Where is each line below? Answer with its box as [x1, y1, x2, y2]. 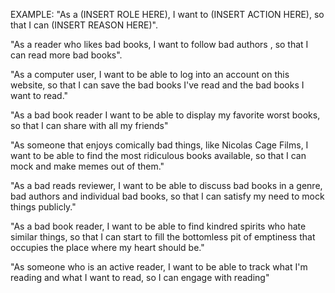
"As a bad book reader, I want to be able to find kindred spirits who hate [10, 220, 307, 232]
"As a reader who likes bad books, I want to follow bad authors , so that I [10, 39, 309, 50]
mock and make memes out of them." [10, 160, 165, 172]
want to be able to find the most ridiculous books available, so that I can [10, 150, 307, 161]
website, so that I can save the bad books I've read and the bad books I [10, 79, 305, 91]
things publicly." [10, 201, 77, 213]
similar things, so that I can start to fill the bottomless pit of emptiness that [10, 231, 316, 243]
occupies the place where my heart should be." [10, 242, 205, 253]
